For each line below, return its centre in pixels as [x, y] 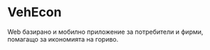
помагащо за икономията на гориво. [63, 39]
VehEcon [35, 12]
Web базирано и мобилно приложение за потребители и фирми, [105, 32]
